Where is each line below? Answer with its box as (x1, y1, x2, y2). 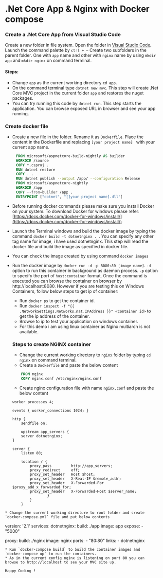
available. (19, 328, 39, 334)
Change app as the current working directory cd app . (12, 79, 117, 86)
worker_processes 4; (12, 399, 54, 404)
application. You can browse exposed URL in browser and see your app (12, 106, 156, 111)
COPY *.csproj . (16, 163, 49, 167)
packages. (12, 95, 34, 101)
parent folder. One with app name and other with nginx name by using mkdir (5, 53, 156, 58)
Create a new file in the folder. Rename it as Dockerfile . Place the (12, 134, 144, 140)
